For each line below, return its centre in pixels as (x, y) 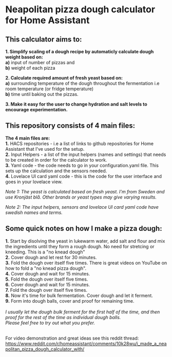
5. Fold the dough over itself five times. (47, 279)
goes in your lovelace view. (34, 182)
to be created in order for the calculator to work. (56, 160)
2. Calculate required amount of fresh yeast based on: (64, 78)
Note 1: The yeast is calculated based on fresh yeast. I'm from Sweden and (85, 191)
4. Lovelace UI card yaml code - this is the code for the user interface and (84, 176)
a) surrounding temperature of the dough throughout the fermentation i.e (82, 83)
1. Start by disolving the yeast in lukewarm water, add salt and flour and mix (85, 241)
